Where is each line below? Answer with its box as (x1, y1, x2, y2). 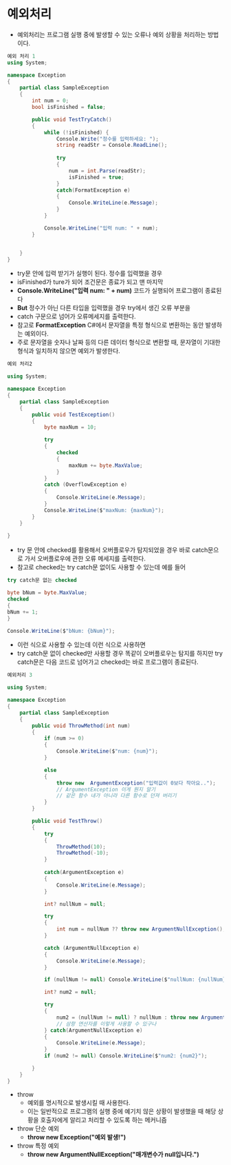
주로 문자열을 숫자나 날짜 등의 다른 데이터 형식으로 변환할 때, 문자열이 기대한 (16, 338, 221, 347)
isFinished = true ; (68, 174, 125, 181)
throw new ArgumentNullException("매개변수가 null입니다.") (27, 1150, 199, 1158)
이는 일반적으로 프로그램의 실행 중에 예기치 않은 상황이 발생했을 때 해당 (27, 1107, 217, 1115)
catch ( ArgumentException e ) (43, 869, 125, 876)
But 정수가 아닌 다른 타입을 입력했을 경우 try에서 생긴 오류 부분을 (16, 304, 191, 312)
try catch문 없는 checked (7, 577, 77, 584)
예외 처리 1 (7, 52, 36, 59)
